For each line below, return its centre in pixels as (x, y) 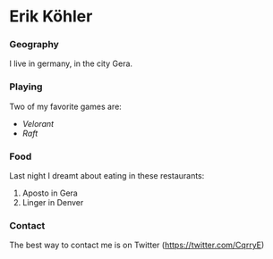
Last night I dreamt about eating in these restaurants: (107, 176)
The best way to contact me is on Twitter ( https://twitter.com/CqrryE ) (137, 245)
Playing (26, 87)
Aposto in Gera (50, 193)
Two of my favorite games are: (66, 106)
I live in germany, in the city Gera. (71, 63)
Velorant (38, 123)
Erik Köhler (51, 17)
